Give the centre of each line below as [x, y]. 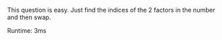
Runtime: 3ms [27, 31]
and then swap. [29, 17]
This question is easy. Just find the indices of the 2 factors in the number [111, 10]
